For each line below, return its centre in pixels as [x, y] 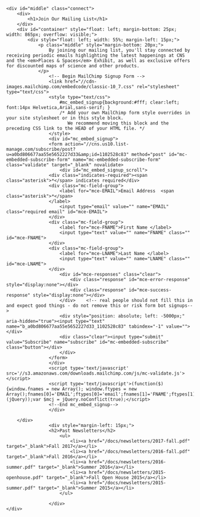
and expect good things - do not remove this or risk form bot [86, 306]
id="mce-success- [150, 290]
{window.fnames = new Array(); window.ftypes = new [71, 389]
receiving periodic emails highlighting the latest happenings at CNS [96, 55]
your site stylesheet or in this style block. [65, 118]
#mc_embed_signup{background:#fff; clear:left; [119, 102]
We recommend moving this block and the [118, 123]
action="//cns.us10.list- [97, 144]
